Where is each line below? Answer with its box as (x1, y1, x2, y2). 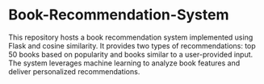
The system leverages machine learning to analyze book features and (8, 58, 241, 68)
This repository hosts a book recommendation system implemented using (8, 32, 254, 42)
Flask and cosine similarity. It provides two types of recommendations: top (8, 40, 256, 50)
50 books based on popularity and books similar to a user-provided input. (8, 49, 254, 59)
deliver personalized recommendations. (8, 66, 140, 76)
